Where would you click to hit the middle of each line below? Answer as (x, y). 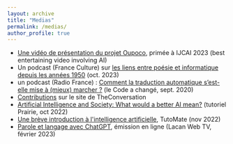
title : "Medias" (31, 20)
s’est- (212, 82)
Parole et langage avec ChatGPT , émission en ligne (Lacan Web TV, (114, 127)
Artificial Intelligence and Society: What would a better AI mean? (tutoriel (122, 104)
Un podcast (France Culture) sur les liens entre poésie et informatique (118, 67)
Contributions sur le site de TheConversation (82, 97)
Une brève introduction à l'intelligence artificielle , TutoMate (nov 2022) (119, 120)
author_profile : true (39, 33)
